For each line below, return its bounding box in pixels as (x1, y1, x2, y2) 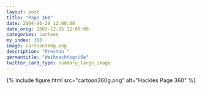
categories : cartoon (6, 32, 59, 38)
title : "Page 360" (6, 15, 53, 21)
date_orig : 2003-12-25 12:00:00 (6, 26, 89, 32)
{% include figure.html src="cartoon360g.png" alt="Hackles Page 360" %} (6, 77, 196, 84)
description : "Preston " (6, 49, 70, 55)
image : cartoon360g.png (6, 43, 67, 49)
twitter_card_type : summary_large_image (6, 60, 111, 66)
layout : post (6, 9, 40, 15)
